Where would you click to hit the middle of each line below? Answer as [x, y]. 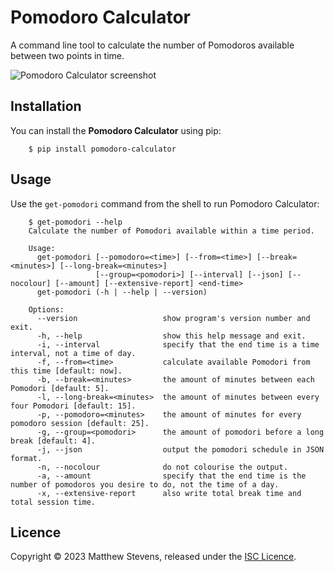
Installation [46, 106]
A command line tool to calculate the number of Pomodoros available [152, 45]
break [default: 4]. [53, 441]
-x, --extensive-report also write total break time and [169, 493]
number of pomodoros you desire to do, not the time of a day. [145, 484]
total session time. [53, 502]
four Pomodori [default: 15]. [73, 406]
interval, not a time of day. [73, 353]
